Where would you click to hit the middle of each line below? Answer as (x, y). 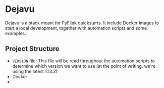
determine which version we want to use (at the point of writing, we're (84, 66)
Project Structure (32, 49)
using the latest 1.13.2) (35, 71)
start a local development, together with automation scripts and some (76, 28)
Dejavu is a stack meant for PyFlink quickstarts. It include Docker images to (82, 23)
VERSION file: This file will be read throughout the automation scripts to (83, 61)
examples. (16, 33)
